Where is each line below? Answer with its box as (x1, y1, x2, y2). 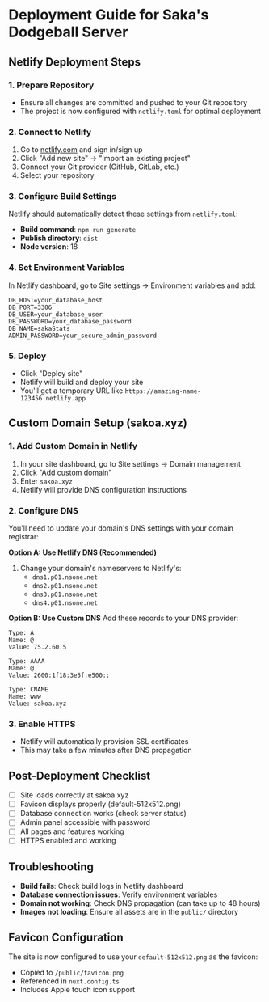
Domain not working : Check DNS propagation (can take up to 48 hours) (19, 898, 261, 908)
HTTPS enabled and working (19, 835, 116, 846)
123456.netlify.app (19, 395, 86, 403)
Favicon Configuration (8, 930, 124, 944)
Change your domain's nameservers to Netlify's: (19, 564, 182, 573)
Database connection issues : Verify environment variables (19, 890, 218, 899)
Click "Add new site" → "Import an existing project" (19, 154, 191, 163)
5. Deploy (8, 350, 47, 361)
